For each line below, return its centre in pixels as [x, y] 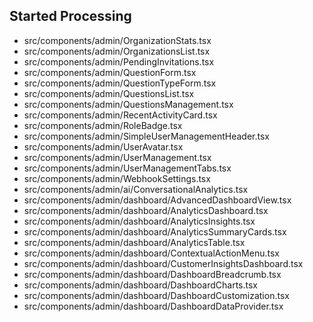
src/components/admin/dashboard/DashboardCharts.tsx [141, 285]
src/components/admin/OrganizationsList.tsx [117, 51]
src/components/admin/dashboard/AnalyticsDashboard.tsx [146, 210]
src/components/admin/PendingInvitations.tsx [119, 61]
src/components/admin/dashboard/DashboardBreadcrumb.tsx [152, 274]
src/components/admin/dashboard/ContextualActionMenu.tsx [151, 253]
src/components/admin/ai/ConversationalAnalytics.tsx [136, 189]
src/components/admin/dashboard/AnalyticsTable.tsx [134, 242]
